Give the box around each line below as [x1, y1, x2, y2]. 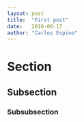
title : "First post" [7, 17, 69, 23]
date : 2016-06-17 [7, 23, 63, 30]
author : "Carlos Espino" [7, 29, 78, 37]
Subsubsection [7, 107, 59, 116]
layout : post [7, 10, 44, 17]
